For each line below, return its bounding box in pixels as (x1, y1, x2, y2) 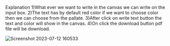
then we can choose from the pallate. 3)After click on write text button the (5, 15, 162, 21)
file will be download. (5, 26, 50, 32)
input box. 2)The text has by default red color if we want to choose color (5, 10, 159, 16)
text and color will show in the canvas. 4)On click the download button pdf (5, 20, 163, 26)
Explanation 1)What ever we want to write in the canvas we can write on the (5, 5, 165, 10)
